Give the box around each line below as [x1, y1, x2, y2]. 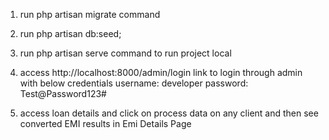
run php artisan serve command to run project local [19, 47, 232, 59]
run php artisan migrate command [19, 9, 161, 20]
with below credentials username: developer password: [19, 77, 249, 89]
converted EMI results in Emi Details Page [19, 118, 192, 129]
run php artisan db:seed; [19, 28, 122, 39]
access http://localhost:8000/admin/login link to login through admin [19, 67, 303, 78]
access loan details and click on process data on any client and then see [19, 107, 319, 119]
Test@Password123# [19, 88, 107, 99]
